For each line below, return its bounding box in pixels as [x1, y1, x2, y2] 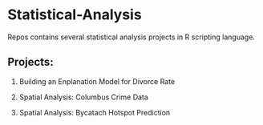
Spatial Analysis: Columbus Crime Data [18, 92, 149, 102]
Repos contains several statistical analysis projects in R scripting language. [7, 32, 256, 42]
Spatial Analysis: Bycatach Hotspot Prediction [18, 107, 171, 117]
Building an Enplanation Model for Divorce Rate [18, 76, 176, 86]
